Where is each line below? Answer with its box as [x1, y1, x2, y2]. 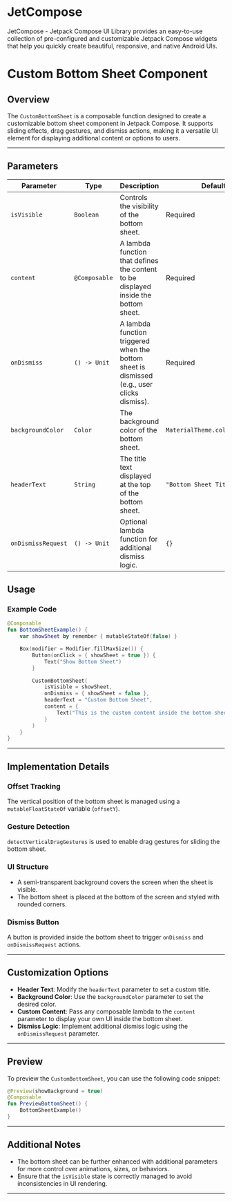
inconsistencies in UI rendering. [17, 1179, 108, 1187]
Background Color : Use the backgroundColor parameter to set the [17, 992, 204, 1000]
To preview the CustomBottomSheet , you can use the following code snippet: [7, 1074, 221, 1083]
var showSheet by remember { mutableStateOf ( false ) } [19, 633, 177, 640]
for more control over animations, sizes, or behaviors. [17, 1164, 170, 1173]
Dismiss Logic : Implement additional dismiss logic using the [17, 1022, 188, 1030]
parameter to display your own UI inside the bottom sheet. [17, 1014, 183, 1023]
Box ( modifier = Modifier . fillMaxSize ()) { [19, 645, 144, 652]
